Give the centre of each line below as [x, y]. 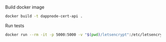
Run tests [15, 25]
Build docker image [25, 7]
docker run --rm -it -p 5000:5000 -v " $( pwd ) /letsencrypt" [67, 35]
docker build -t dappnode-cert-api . [44, 16]
